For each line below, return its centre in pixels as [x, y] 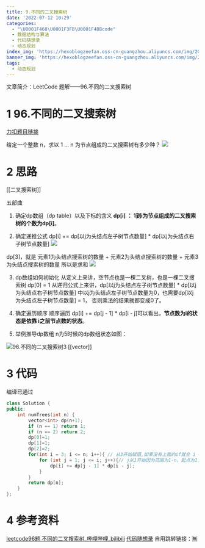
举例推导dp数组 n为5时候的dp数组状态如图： [71, 334]
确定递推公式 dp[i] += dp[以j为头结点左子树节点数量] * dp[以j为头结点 [102, 236]
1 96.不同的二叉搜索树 [61, 114]
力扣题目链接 [22, 132]
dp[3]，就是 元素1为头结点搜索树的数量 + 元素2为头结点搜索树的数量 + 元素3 [103, 257]
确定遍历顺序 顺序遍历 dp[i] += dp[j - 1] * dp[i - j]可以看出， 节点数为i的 [104, 313]
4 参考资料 [33, 521]
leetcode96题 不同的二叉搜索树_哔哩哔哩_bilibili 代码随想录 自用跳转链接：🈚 [102, 539]
